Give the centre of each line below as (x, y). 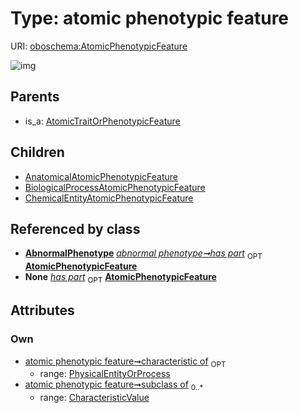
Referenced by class (75, 228)
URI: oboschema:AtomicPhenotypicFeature (99, 46)
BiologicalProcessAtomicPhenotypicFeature (115, 187)
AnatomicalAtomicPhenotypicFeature (101, 176)
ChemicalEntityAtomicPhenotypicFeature (109, 198)
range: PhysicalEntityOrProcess (105, 374)
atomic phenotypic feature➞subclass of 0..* (114, 385)
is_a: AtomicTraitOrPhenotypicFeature (102, 121)
